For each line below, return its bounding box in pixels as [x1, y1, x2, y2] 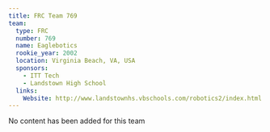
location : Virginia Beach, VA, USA [15, 57, 136, 65]
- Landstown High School [23, 79, 107, 87]
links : [15, 86, 38, 95]
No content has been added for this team [8, 116, 146, 126]
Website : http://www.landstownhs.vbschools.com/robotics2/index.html [23, 94, 263, 102]
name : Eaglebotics [15, 42, 78, 50]
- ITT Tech [23, 72, 60, 80]
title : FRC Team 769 [8, 11, 78, 20]
